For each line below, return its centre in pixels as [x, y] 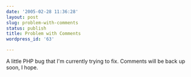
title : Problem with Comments [44, 34]
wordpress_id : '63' [30, 39]
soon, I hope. [22, 68]
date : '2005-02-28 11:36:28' [42, 12]
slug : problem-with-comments [42, 23]
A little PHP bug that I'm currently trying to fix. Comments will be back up [96, 61]
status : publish [26, 28]
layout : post [22, 17]
